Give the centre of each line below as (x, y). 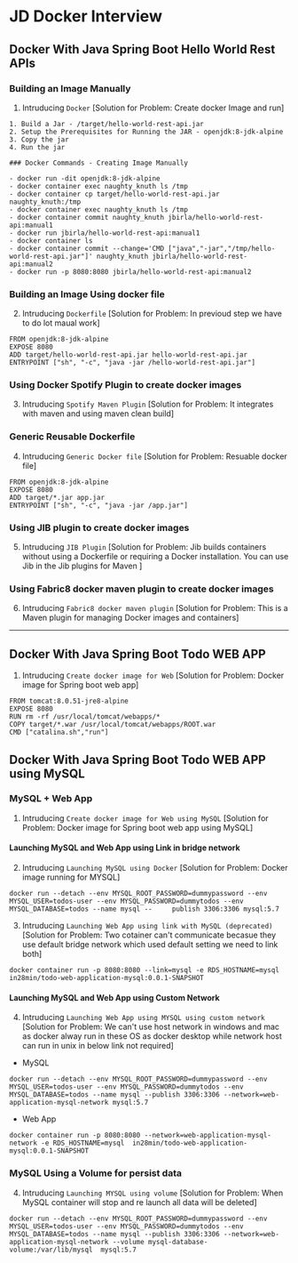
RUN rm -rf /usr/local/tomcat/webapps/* (85, 717)
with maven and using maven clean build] (98, 414)
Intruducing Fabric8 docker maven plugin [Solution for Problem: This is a (155, 608)
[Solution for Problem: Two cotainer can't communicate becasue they (149, 935)
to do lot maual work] (61, 323)
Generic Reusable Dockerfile (72, 437)
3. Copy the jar (39, 140)
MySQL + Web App (51, 799)
